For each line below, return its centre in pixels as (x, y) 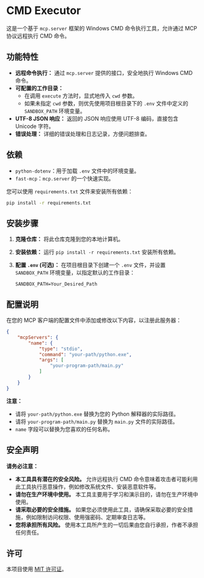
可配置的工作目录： (39, 88)
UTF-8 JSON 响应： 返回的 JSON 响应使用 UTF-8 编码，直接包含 (97, 118)
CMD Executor (44, 11)
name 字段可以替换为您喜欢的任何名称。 (64, 429)
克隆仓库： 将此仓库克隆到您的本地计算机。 (69, 239)
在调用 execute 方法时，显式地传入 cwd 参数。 (81, 96)
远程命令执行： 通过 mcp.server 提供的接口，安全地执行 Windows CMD (104, 73)
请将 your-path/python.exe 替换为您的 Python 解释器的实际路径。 (97, 414)
